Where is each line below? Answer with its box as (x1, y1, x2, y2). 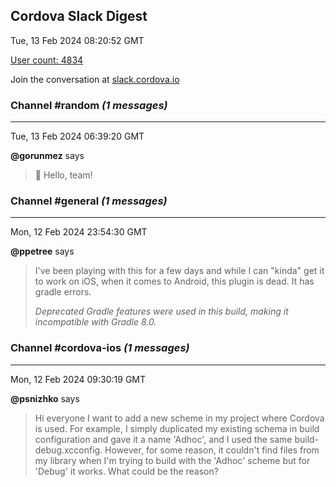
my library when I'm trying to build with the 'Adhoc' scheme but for (34, 454, 311, 466)
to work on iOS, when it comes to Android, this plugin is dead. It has (34, 275, 315, 288)
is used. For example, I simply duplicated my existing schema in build (34, 422, 320, 434)
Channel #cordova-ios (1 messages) (10, 341, 190, 355)
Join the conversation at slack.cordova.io (10, 73, 180, 85)
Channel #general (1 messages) (10, 194, 168, 208)
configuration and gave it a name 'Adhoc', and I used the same (34, 433, 293, 445)
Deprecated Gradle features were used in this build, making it (34, 305, 289, 318)
